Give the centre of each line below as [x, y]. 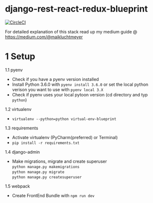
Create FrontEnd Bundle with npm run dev [53, 195]
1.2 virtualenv [18, 109]
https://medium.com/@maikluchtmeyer [44, 37]
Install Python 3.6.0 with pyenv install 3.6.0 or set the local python [80, 84]
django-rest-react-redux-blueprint [76, 9]
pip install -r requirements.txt [46, 143]
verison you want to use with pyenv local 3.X [58, 89]
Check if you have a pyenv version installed [55, 79]
